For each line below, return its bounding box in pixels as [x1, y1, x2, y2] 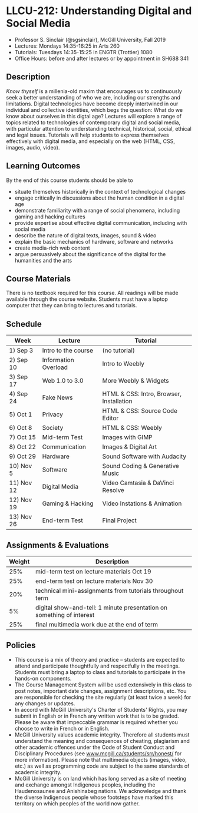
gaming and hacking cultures [14, 213, 85, 220]
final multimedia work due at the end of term [35, 620, 158, 628]
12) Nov [9, 496, 32, 504]
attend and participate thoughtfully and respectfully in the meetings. [14, 662, 180, 669]
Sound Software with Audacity [102, 452, 187, 460]
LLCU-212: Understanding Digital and [6, 4, 192, 18]
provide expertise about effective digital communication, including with [14, 219, 187, 226]
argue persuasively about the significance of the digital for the [14, 250, 166, 257]
